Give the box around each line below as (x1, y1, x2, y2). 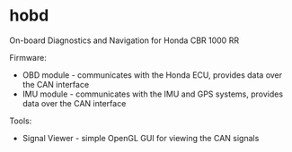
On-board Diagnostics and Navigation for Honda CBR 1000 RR (9, 35, 240, 46)
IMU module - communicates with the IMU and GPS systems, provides (22, 89, 284, 99)
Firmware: (9, 52, 47, 63)
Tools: (9, 115, 32, 126)
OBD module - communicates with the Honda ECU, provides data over (22, 69, 283, 80)
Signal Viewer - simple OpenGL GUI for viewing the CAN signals (22, 132, 260, 143)
